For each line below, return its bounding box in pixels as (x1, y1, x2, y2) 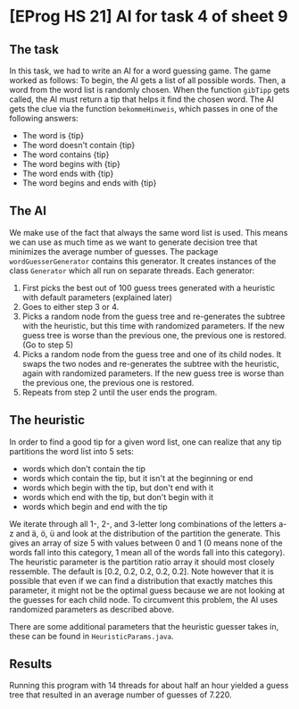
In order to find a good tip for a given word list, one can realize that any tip (9, 436, 282, 447)
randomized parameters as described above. (9, 604, 175, 614)
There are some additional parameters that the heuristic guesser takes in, (9, 621, 279, 631)
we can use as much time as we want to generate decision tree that (9, 237, 258, 247)
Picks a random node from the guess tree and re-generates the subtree (21, 311, 286, 321)
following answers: (9, 113, 79, 123)
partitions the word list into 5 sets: (9, 446, 134, 456)
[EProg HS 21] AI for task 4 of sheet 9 (9, 6, 288, 27)
